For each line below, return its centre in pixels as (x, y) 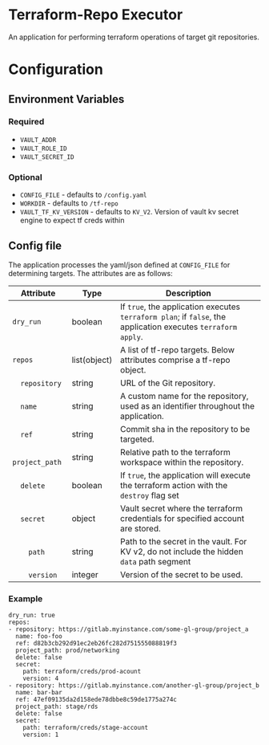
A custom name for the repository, (184, 396)
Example (26, 598)
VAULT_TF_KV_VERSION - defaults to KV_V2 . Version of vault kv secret (129, 212)
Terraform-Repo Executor (96, 15)
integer (85, 574)
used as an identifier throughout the (187, 405)
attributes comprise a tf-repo (175, 360)
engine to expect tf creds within (72, 220)
